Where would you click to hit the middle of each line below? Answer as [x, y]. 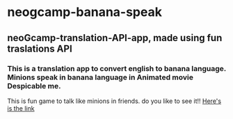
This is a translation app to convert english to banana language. [117, 68]
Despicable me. [34, 86]
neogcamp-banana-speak [85, 12]
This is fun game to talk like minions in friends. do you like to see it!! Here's [114, 101]
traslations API [40, 48]
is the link [21, 108]
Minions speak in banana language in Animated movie [100, 77]
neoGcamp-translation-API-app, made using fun [115, 38]
